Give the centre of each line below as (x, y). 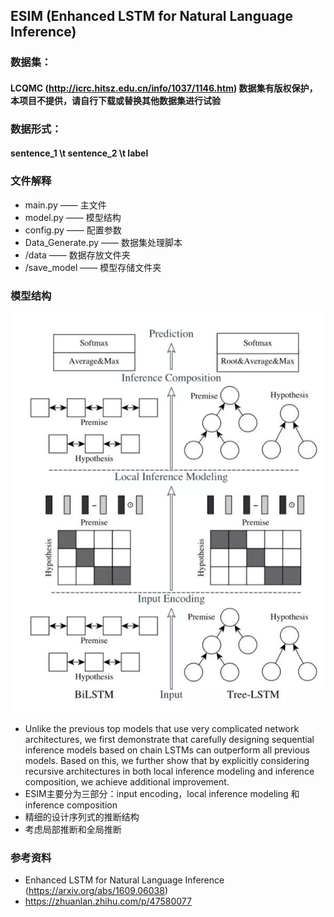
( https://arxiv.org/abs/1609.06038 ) (96, 891)
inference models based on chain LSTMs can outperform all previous (167, 750)
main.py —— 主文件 (65, 205)
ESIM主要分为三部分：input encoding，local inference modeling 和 (162, 793)
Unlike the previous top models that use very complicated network (162, 728)
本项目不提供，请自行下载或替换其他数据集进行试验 (115, 100)
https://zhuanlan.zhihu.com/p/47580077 (108, 901)
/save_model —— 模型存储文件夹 (93, 267)
